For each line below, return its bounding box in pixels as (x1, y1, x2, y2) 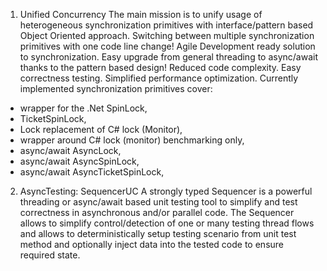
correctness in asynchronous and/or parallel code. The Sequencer (19, 207, 295, 218)
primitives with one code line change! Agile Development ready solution (19, 40, 316, 52)
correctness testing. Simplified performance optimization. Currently (19, 72, 299, 84)
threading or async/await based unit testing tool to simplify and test (19, 196, 298, 208)
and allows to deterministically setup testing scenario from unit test (19, 228, 297, 239)
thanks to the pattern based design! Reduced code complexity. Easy (19, 62, 302, 73)
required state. (19, 249, 81, 261)
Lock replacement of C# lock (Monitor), (19, 124, 183, 135)
